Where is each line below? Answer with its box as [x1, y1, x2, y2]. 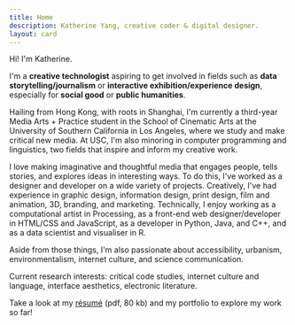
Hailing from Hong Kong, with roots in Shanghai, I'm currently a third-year [9, 107, 278, 118]
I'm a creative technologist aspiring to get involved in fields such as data [9, 71, 277, 81]
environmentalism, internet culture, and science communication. [9, 254, 244, 265]
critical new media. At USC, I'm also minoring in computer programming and [9, 135, 287, 146]
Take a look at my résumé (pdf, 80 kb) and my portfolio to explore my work [9, 298, 282, 308]
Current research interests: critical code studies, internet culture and [9, 271, 260, 282]
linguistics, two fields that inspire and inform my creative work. [9, 144, 238, 155]
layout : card [9, 29, 58, 38]
